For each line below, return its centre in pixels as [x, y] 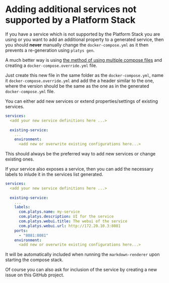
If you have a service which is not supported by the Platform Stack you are [83, 34]
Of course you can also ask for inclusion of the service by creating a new [81, 270]
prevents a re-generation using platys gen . [50, 50]
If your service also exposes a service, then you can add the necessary [79, 169]
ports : [21, 231]
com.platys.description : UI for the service [66, 217]
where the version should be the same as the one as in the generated [77, 86]
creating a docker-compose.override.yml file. [51, 65]
